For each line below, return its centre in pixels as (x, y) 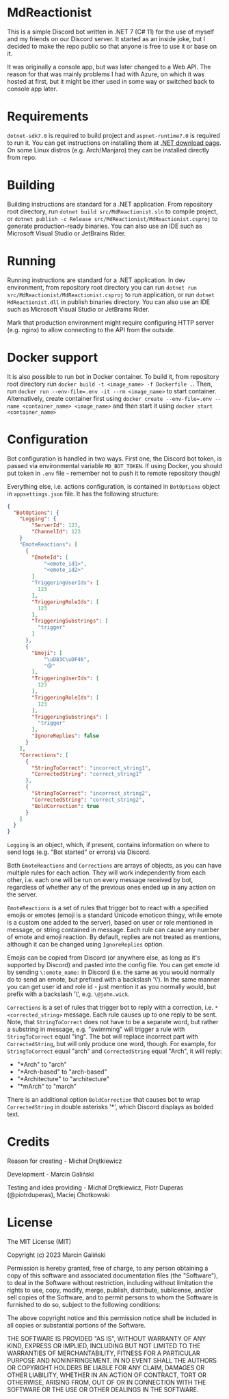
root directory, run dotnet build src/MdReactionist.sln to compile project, (113, 211)
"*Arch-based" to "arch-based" (62, 1072)
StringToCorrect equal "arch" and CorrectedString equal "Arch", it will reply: (114, 1051)
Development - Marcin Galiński (51, 1175)
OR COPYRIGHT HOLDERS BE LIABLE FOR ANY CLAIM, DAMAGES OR (106, 1368)
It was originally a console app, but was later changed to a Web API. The (109, 67)
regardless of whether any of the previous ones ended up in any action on (111, 888)
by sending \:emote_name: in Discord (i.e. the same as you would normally (111, 972)
